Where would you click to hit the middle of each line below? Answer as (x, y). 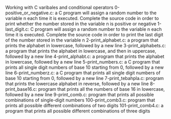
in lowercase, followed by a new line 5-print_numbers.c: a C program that (83, 62)
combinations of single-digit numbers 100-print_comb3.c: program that (80, 100)
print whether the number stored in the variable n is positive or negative (81, 24)
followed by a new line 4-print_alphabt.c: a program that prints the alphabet (85, 56)
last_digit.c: (17, 29)
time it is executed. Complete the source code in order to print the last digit (84, 35)
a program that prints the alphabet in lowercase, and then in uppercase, (81, 51)
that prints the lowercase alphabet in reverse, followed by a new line (77, 84)
